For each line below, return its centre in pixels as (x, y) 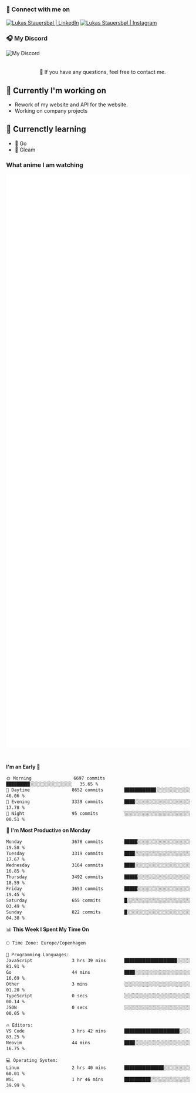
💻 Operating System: (32, 1061)
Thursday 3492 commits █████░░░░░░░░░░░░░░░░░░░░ (98, 877)
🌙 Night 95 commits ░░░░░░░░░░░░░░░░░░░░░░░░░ (98, 814)
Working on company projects (51, 111)
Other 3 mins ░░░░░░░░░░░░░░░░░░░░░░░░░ (98, 984)
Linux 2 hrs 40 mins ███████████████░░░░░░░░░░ (98, 1068)
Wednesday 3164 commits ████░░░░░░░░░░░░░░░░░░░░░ (98, 865)
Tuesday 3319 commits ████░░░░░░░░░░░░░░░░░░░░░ (98, 854)
